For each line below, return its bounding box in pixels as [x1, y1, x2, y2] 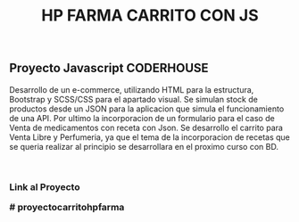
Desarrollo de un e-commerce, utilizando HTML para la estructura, [9, 84, 254, 95]
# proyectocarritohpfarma [9, 201, 125, 214]
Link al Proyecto [9, 180, 80, 193]
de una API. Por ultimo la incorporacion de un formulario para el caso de [9, 112, 275, 123]
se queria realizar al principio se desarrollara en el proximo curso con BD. [9, 141, 279, 152]
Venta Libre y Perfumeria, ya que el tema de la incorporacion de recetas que [9, 131, 290, 143]
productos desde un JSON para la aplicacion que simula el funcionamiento [9, 103, 285, 114]
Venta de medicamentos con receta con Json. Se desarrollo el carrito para [9, 122, 284, 133]
